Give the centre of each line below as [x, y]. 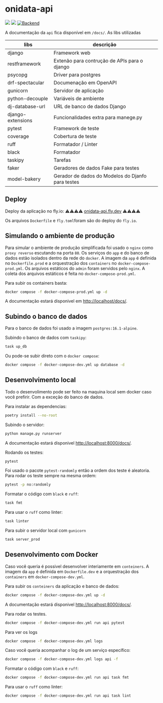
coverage [18, 136]
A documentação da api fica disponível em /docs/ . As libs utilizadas [73, 32]
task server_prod [23, 540]
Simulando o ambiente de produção [60, 236]
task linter [17, 521]
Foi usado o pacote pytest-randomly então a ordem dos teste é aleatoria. [78, 470]
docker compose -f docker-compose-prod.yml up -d [56, 292]
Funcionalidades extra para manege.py [98, 117]
